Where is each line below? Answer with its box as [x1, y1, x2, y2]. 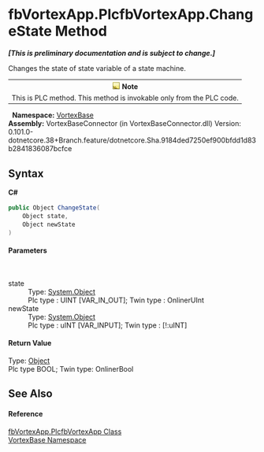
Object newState [22, 220, 76, 228]
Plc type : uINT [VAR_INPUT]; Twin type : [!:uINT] [28, 320, 188, 330]
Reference [8, 409, 43, 418]
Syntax [8, 167, 44, 180]
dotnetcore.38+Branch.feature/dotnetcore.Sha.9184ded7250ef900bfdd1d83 [8, 135, 257, 145]
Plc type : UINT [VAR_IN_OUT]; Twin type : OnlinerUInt [28, 295, 205, 305]
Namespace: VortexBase [11, 110, 95, 120]
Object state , [22, 212, 69, 220]
